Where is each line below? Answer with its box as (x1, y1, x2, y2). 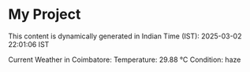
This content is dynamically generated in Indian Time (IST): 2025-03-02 (8, 31, 242, 41)
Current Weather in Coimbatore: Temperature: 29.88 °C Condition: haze (8, 55, 241, 64)
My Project (8, 5, 81, 23)
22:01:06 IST (8, 39, 50, 49)
